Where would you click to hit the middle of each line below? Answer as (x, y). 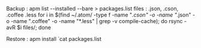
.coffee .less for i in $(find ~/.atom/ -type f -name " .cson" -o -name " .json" (99, 15)
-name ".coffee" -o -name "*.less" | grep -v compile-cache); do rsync (97, 21)
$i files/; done (34, 27)
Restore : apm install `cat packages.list (54, 39)
